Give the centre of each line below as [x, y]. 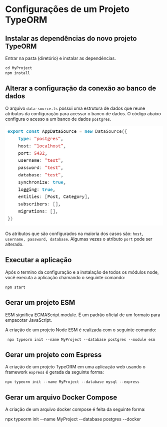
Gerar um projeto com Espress [53, 355]
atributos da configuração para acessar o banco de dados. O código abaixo [83, 113]
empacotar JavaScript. [29, 320]
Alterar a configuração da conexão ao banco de [81, 88]
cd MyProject [19, 68]
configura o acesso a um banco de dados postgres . [58, 119]
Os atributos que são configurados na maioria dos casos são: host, [74, 234]
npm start [15, 287]
